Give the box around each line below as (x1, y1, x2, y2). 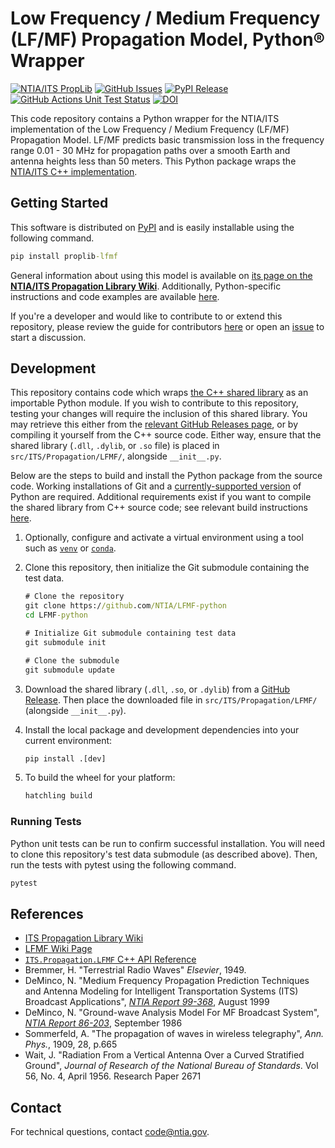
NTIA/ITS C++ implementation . (10, 165, 138, 177)
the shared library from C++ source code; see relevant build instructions (10, 502, 308, 514)
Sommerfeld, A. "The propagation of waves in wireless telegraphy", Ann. (24, 1028, 324, 1040)
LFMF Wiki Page (24, 943, 93, 955)
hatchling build (24, 791, 93, 801)
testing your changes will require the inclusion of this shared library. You (10, 408, 308, 420)
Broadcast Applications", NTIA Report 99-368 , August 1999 (24, 996, 270, 1008)
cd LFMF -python (24, 610, 89, 621)
